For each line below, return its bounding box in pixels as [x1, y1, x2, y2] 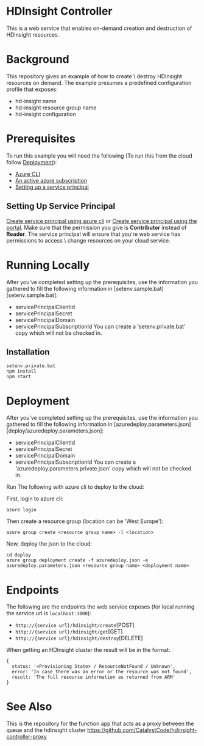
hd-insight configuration [15, 110, 76, 117]
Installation [6, 346, 50, 357]
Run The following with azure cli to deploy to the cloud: [6, 483, 144, 491]
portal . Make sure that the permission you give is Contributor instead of [6, 224, 187, 231]
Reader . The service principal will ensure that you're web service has [6, 230, 181, 238]
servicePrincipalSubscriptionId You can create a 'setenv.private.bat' [15, 323, 186, 330]
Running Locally [6, 258, 90, 272]
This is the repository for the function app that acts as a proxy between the [6, 720, 194, 728]
